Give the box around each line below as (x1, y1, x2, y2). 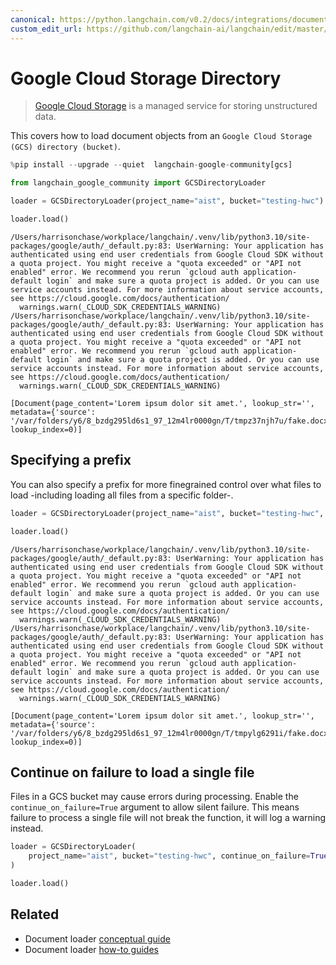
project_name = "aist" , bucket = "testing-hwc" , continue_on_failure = (28, 851, 311, 861)
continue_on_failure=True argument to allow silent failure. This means (10, 801, 300, 813)
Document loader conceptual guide (24, 932, 171, 945)
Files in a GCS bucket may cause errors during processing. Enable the (10, 791, 299, 803)
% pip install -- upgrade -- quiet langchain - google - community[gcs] (10, 160, 293, 170)
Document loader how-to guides (24, 943, 159, 955)
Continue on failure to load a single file (10, 764, 255, 781)
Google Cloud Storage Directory (10, 67, 282, 90)
